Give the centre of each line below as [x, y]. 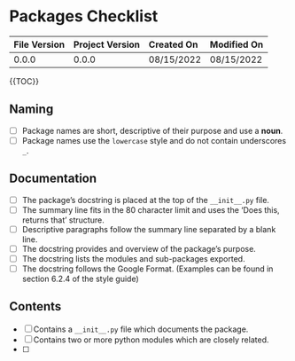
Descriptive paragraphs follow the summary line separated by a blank [149, 229]
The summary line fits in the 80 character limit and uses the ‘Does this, [151, 209]
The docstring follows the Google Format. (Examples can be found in [147, 269]
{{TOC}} [24, 81]
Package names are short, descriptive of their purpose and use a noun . [152, 130]
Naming [31, 110]
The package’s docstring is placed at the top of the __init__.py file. [146, 200]
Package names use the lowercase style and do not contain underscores [154, 140]
